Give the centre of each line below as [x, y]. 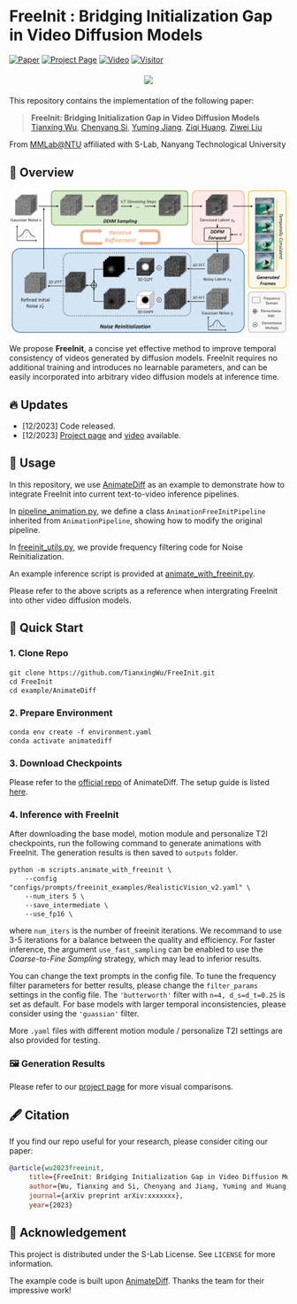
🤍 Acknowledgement [68, 1233]
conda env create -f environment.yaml [80, 732]
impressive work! [41, 1290]
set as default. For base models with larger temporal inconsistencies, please [148, 1004]
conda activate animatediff [61, 741]
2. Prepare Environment [61, 713]
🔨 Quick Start [46, 628]
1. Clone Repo [39, 653]
